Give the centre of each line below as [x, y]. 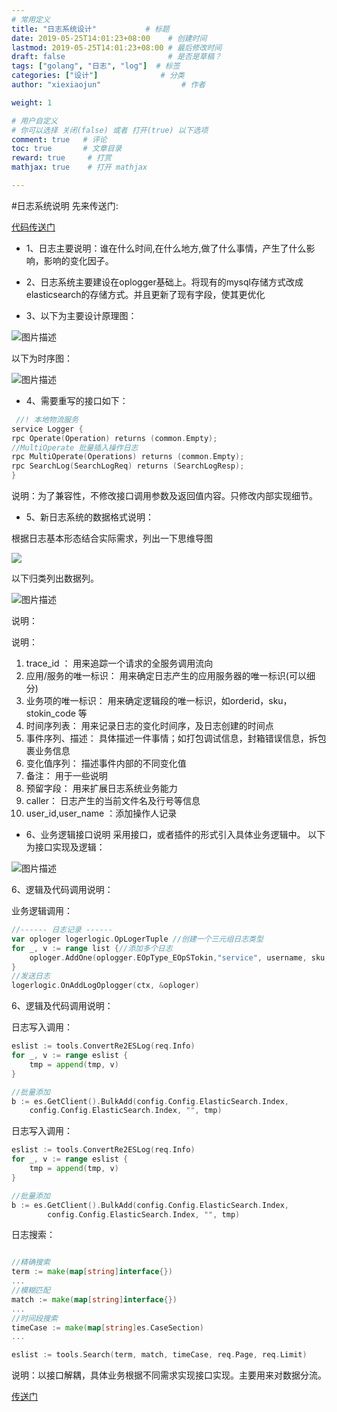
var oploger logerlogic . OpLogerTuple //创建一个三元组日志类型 [137, 939]
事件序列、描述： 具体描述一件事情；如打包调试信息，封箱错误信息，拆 [171, 738]
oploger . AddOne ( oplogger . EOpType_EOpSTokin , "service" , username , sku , [179, 957]
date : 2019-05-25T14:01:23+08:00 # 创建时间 [109, 38]
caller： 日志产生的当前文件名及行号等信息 [113, 800]
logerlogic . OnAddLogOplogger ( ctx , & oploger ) [105, 986]
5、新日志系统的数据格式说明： [90, 517]
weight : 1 [32, 102]
